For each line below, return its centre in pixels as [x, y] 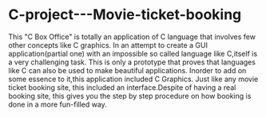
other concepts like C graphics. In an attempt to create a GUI [108, 45]
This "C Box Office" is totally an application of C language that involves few [132, 37]
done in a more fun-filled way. [58, 104]
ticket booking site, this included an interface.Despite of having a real [122, 87]
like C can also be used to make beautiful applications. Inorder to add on [127, 70]
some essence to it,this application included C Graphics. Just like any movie [133, 79]
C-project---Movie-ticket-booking [125, 15]
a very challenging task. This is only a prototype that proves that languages [132, 62]
